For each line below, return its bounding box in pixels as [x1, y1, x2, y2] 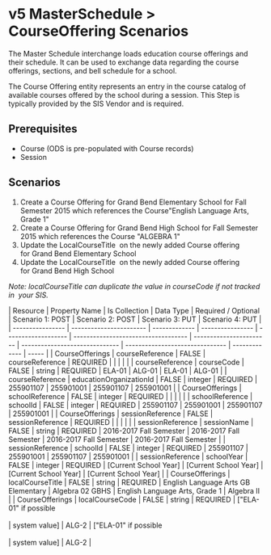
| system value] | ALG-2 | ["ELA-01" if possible [8, 520, 163, 530]
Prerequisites [8, 122, 78, 136]
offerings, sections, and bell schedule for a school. [8, 65, 177, 75]
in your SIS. [8, 290, 49, 300]
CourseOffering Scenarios [8, 22, 188, 40]
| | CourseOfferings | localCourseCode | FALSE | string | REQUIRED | [8, 494, 236, 504]
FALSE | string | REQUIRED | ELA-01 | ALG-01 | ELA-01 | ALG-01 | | [8, 365, 227, 376]
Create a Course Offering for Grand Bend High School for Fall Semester [19, 223, 259, 233]
